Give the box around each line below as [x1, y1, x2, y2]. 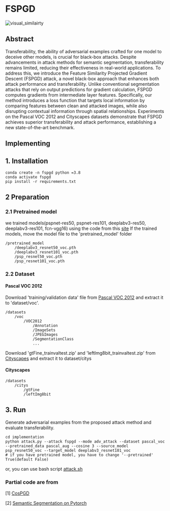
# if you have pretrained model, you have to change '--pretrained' [5, 452, 154, 457]
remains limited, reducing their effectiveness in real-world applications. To [5, 64, 161, 71]
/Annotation [32, 323, 58, 328]
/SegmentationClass [32, 336, 74, 341]
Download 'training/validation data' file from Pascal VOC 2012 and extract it [5, 294, 164, 300]
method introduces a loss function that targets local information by [5, 97, 145, 103]
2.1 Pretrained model [5, 208, 57, 215]
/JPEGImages [32, 332, 58, 337]
